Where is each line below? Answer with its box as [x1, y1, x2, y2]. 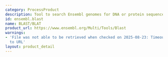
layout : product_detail [5, 44, 55, 49]
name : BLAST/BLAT [5, 21, 41, 26]
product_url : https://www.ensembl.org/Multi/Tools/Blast [5, 26, 126, 31]
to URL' [9, 40, 26, 45]
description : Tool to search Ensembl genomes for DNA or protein [5, 12, 144, 17]
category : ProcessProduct [5, 7, 59, 12]
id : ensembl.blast [5, 16, 43, 21]
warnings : [5, 30, 26, 35]
